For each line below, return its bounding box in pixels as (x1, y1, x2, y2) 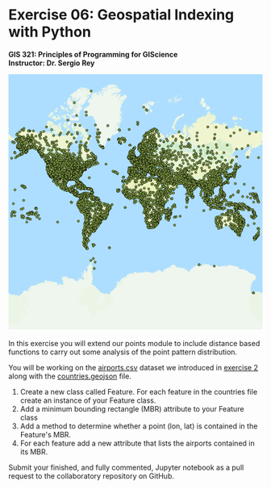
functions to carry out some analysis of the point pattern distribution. (8, 347, 238, 357)
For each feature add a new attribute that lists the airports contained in (19, 438, 256, 448)
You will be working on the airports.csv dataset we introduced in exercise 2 (8, 362, 258, 372)
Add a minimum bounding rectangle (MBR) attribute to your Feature (19, 403, 244, 413)
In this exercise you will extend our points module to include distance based (8, 338, 261, 348)
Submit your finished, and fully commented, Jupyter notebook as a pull (8, 462, 244, 472)
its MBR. (19, 446, 48, 457)
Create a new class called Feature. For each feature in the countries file (19, 387, 258, 396)
